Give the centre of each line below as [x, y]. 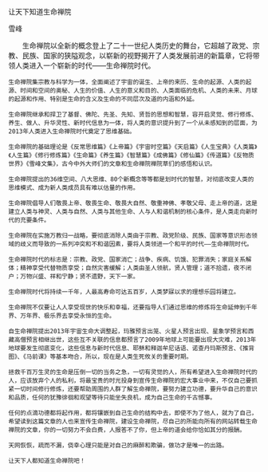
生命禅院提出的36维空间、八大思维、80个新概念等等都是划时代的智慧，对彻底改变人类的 [131, 179]
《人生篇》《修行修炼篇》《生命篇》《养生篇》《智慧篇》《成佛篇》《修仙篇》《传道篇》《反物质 [131, 155]
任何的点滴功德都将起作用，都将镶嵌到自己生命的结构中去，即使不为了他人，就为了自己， [133, 413]
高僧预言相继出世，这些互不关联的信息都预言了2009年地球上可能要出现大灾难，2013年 [135, 340]
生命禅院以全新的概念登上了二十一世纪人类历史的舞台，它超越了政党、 [137, 45]
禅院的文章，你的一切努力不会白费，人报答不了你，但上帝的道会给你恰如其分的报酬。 [127, 430]
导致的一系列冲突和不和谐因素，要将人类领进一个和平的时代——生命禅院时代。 [145, 244]
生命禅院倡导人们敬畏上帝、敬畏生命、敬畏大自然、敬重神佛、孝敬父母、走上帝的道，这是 [133, 203]
